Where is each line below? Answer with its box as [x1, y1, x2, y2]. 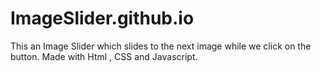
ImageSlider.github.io [10, 7, 195, 30]
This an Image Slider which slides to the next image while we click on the [10, 40, 312, 52]
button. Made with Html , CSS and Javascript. [10, 50, 198, 62]
